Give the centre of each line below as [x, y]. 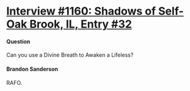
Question [18, 42]
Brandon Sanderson [32, 69]
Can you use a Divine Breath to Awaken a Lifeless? [70, 55]
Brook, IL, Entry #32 [81, 24]
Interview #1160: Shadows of [81, 11]
